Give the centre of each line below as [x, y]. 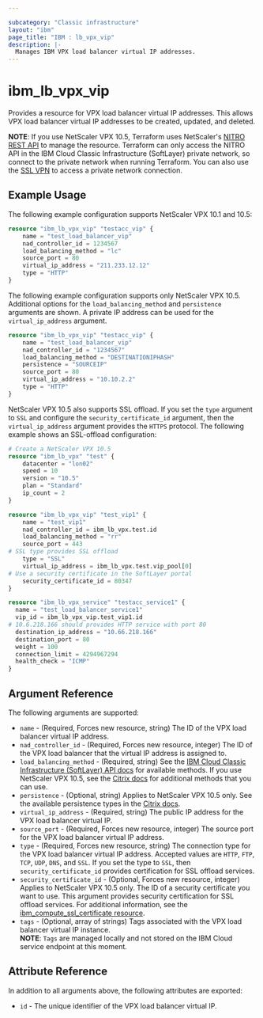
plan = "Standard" [53, 486]
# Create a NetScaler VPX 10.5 [60, 449]
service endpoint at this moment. [73, 946]
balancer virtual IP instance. [65, 929]
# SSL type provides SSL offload [63, 552]
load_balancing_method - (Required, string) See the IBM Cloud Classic [133, 762]
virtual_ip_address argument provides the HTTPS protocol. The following [126, 426]
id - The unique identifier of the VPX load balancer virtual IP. [118, 1005]
